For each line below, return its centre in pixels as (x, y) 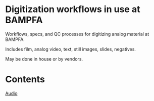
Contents (25, 80)
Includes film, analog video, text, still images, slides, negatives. (71, 49)
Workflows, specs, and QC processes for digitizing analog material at (77, 34)
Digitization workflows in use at (73, 9)
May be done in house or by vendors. (44, 59)
